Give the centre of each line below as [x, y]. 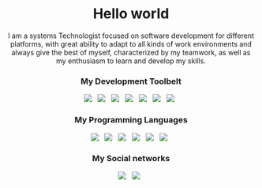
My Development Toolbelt [131, 81]
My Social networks [131, 159]
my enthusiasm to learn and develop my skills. [131, 61]
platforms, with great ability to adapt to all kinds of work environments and [131, 43]
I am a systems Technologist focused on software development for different [131, 36]
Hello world [131, 14]
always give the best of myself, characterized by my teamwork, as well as [131, 52]
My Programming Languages [131, 120]
